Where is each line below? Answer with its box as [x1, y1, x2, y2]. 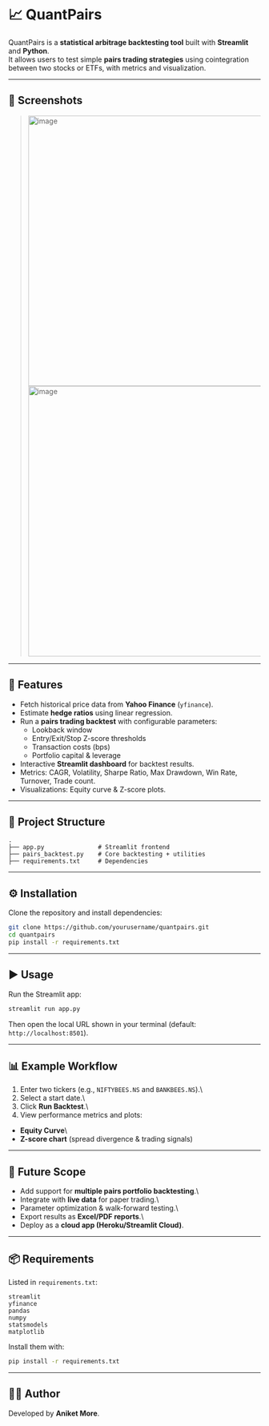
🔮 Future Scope [8, 1165, 86, 1178]
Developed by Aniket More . [8, 1408, 100, 1418]
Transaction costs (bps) [31, 742, 110, 751]
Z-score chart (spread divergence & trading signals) [19, 1134, 194, 1144]
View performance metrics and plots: [19, 1110, 143, 1120]
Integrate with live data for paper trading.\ [19, 1194, 159, 1205]
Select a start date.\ [19, 1094, 86, 1103]
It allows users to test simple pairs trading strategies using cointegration [8, 54, 250, 64]
